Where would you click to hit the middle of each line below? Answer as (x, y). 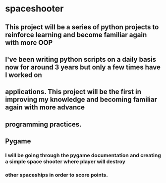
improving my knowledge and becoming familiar (81, 100)
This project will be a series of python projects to (82, 27)
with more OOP (29, 43)
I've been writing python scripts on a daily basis (81, 59)
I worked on (24, 75)
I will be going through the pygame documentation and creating (83, 156)
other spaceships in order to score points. (56, 175)
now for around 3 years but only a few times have (83, 67)
